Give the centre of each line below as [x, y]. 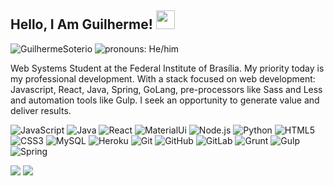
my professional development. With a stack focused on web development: [163, 78]
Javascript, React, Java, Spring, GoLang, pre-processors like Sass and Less [166, 89]
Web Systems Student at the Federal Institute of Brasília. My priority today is [167, 68]
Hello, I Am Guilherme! [81, 24]
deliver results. [41, 110]
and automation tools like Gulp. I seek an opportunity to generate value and [165, 100]
